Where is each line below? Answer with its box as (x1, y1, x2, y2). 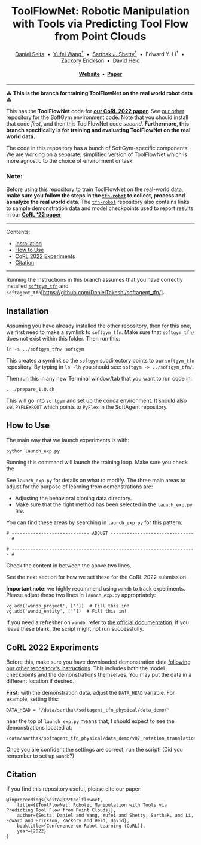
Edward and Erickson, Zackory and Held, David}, (6, 818, 130, 824)
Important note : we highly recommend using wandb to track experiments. (6, 585, 185, 592)
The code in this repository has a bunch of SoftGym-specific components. (6, 144, 190, 151)
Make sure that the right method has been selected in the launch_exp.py (14, 501, 193, 508)
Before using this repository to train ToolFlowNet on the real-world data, (6, 186, 184, 193)
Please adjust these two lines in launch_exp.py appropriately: (6, 591, 156, 598)
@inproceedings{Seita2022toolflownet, (6, 797, 103, 803)
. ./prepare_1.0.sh (6, 386, 55, 393)
